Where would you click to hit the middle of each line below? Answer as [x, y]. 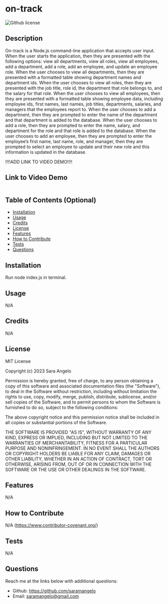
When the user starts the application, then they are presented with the [78, 56]
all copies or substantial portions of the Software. [56, 422]
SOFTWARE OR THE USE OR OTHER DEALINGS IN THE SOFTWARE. [76, 469]
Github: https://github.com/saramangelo [54, 590]
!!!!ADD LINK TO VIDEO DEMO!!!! [39, 162]
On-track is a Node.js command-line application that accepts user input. [80, 50]
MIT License [18, 361]
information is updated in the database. [46, 152]
